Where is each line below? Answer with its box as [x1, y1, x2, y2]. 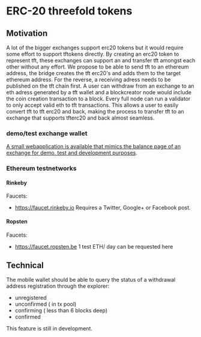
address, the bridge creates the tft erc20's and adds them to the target [6, 70, 181, 76]
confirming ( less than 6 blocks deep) [14, 307, 108, 314]
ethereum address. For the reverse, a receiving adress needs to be [6, 76, 171, 83]
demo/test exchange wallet [6, 129, 88, 138]
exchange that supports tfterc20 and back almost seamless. [6, 114, 155, 121]
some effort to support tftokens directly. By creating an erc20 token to [6, 50, 179, 58]
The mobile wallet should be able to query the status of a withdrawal [6, 276, 176, 284]
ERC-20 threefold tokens [6, 4, 133, 18]
